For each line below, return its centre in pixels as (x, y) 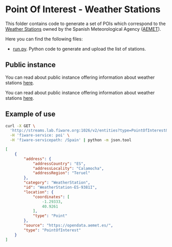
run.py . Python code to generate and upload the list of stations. (79, 49)
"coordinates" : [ (51, 197)
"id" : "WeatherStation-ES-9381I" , (60, 188)
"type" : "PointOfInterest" (52, 230)
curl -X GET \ (20, 126)
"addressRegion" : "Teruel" (61, 173)
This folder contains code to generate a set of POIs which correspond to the (85, 24)
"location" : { (39, 192)
